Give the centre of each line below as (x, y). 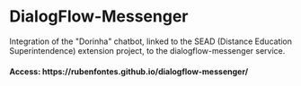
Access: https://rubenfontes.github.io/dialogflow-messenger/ (129, 71)
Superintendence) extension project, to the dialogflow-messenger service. (147, 50)
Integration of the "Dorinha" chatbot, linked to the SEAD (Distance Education (151, 41)
